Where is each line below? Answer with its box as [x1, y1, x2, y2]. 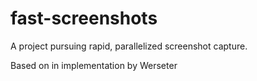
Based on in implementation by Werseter [10, 59, 178, 71]
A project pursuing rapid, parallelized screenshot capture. [10, 40, 248, 52]
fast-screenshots [10, 7, 158, 30]
